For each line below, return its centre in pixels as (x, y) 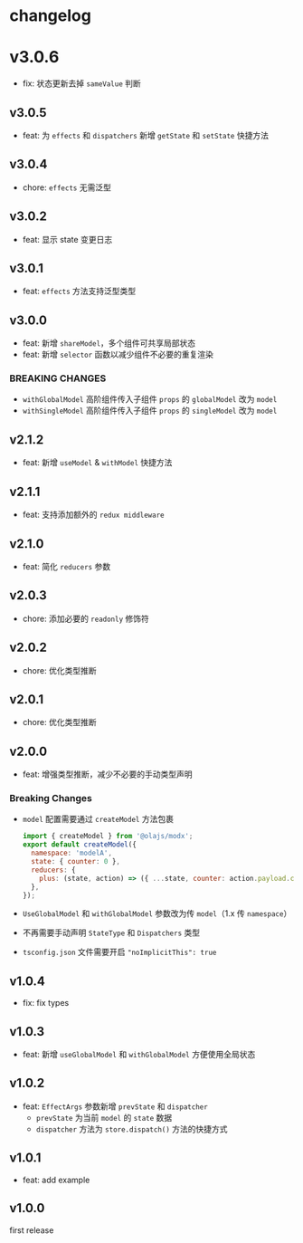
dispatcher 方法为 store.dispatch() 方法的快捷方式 (132, 1129)
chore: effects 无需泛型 (66, 187)
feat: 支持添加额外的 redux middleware (93, 515)
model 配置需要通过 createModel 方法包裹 (98, 819)
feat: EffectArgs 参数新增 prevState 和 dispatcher (115, 1106)
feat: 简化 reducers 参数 (66, 566)
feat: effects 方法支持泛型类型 (79, 292)
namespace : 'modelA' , (72, 853)
